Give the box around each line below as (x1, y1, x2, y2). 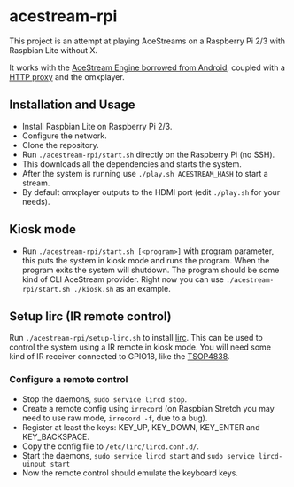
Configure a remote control (9, 373, 128, 386)
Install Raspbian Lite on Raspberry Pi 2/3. (21, 121, 173, 131)
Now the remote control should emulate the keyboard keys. (21, 467, 239, 478)
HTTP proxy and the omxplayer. (9, 71, 126, 82)
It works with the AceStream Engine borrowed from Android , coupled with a (9, 62, 286, 73)
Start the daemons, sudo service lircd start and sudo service (21, 450, 255, 460)
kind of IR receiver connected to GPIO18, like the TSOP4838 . (9, 351, 230, 362)
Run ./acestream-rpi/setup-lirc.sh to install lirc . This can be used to (9, 333, 263, 343)
